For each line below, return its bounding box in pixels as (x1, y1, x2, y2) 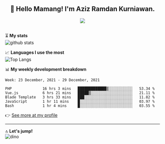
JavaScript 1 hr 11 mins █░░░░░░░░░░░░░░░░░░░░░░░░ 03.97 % (5, 99, 155, 104)
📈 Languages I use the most (5, 49, 65, 55)
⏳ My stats (5, 32, 28, 38)
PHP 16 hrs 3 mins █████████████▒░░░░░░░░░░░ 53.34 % (5, 86, 155, 91)
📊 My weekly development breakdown (5, 66, 87, 72)
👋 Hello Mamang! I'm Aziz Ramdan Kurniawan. (10, 5, 155, 13)
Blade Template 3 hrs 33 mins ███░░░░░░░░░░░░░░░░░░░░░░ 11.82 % (5, 95, 155, 99)
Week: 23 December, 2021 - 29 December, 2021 (5, 77, 100, 82)
